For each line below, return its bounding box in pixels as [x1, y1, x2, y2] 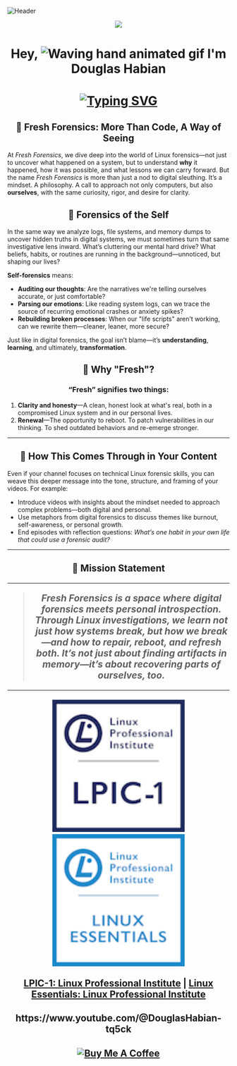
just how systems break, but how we [35, 625, 200, 637]
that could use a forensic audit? [17, 535, 111, 544]
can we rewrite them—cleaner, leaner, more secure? [17, 322, 170, 331]
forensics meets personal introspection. [41, 603, 222, 615]
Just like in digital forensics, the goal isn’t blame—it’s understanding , [7, 336, 209, 344]
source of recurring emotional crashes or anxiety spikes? [17, 307, 184, 315]
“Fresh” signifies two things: [68, 385, 169, 395]
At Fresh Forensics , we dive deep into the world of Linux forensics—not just [7, 151, 227, 159]
